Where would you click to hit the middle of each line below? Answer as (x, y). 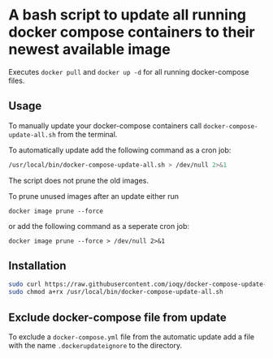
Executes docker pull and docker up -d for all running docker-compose (129, 71)
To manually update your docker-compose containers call (105, 125)
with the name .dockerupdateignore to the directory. (95, 345)
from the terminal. (88, 134)
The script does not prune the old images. (78, 180)
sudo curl (25, 285)
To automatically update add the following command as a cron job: (120, 150)
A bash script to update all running (127, 15)
